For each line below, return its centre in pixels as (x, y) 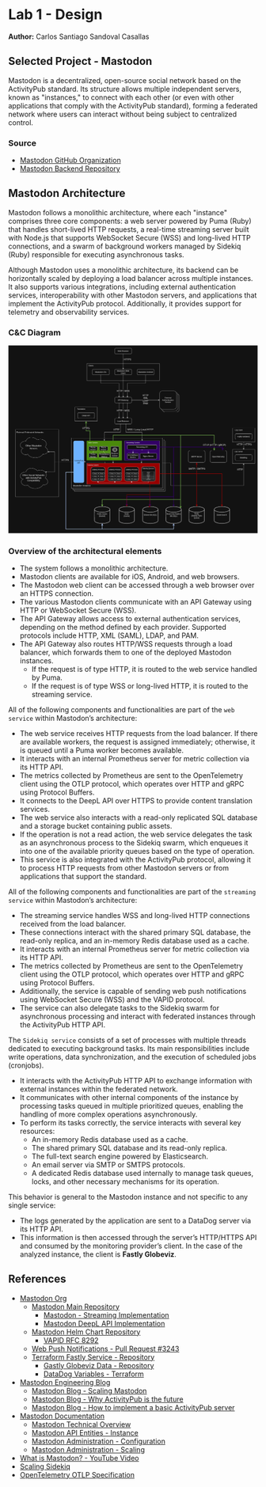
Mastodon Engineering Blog (65, 1382)
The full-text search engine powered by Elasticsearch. (120, 1156)
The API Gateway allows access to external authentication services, (130, 618)
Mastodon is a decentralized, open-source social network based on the (125, 80)
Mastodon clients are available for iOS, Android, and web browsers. (129, 576)
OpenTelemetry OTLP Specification (77, 1474)
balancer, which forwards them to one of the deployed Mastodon (125, 652)
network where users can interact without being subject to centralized (123, 114)
